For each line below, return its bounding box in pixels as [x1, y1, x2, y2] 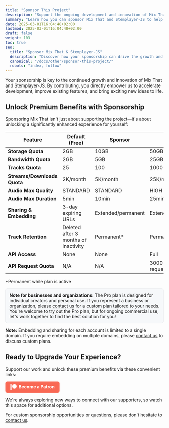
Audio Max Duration [8, 195, 57, 202]
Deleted [62, 224, 81, 231]
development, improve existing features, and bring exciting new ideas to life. [5, 88, 163, 94]
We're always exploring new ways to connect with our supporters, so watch [5, 397, 162, 403]
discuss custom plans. [5, 338, 52, 344]
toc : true [5, 40, 26, 45]
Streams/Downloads [8, 172, 58, 179]
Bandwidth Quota [8, 156, 51, 163]
